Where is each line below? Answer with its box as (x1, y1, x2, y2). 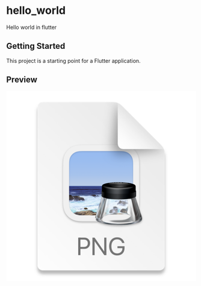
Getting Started (6, 41, 66, 51)
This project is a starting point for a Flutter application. (6, 57, 141, 64)
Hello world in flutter (6, 24, 57, 31)
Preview (6, 75, 38, 85)
